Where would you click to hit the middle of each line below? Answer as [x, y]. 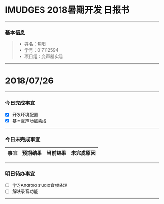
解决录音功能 [25, 191]
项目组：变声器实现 [44, 56]
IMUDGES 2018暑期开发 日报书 [67, 10]
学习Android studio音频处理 [40, 185]
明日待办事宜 [20, 174]
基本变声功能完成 [29, 121]
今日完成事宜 [20, 103]
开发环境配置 [25, 115]
